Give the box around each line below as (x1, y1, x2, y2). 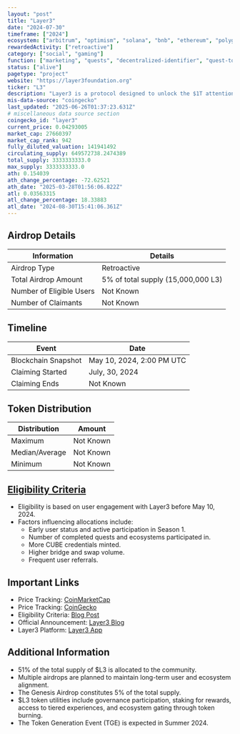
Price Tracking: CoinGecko (17, 603, 97, 612)
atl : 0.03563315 (7, 190, 56, 197)
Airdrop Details (7, 229, 76, 242)
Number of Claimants (11, 297, 83, 307)
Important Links (7, 576, 80, 588)
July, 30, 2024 (88, 367, 139, 377)
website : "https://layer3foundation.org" (7, 76, 133, 84)
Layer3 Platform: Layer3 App (17, 626, 103, 635)
